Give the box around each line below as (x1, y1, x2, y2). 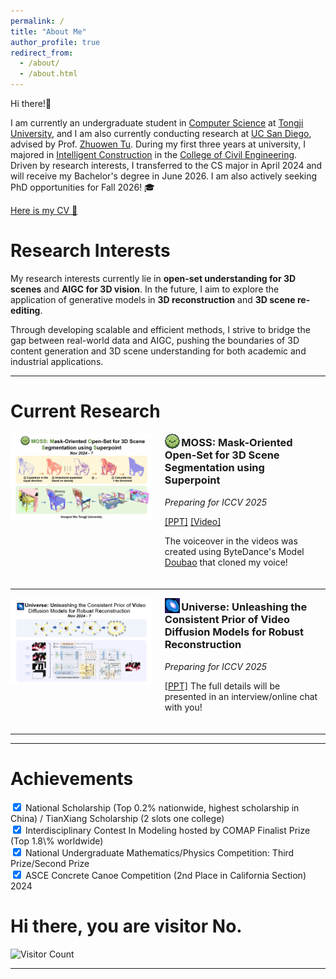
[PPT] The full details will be (164, 680, 281, 692)
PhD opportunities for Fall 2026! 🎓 (10, 181, 155, 193)
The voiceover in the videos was (164, 535, 298, 547)
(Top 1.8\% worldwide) (10, 835, 104, 847)
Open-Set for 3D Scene (164, 448, 280, 462)
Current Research (10, 400, 161, 423)
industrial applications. (10, 355, 104, 367)
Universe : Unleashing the (181, 600, 308, 614)
